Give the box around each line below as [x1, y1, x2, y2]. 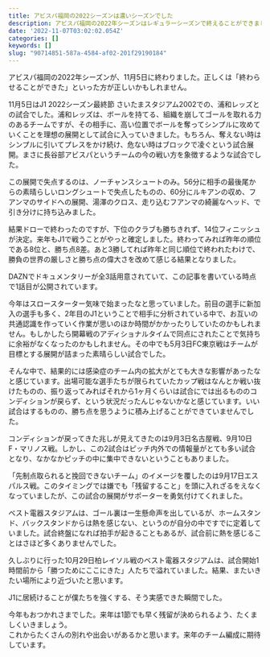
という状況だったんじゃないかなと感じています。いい [84, 396, 260, 406]
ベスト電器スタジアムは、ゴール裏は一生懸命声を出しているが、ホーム [8, 508, 240, 518]
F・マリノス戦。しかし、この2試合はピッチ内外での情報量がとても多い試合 [8, 444, 256, 453]
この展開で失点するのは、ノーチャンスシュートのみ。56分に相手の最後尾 [8, 177, 249, 186]
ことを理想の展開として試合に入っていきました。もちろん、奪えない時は [22, 130, 261, 139]
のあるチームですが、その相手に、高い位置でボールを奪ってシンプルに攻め [8, 120, 254, 129]
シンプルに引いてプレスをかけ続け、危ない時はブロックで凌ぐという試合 [8, 140, 247, 149]
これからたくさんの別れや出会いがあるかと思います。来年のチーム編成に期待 [8, 630, 261, 639]
